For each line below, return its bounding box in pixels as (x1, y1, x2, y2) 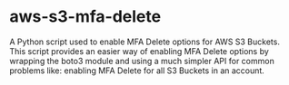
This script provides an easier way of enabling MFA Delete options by (9, 45, 270, 56)
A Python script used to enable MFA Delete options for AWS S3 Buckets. (9, 36, 280, 47)
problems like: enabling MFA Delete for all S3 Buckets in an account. (9, 65, 265, 76)
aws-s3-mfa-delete (9, 6, 162, 27)
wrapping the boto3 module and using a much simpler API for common (9, 55, 274, 66)
